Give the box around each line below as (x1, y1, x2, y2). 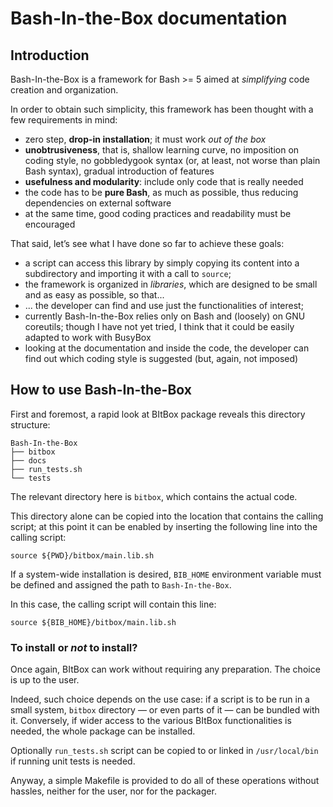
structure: (10, 418, 51, 431)
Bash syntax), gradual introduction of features (24, 165, 215, 177)
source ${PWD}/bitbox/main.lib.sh (10, 550, 155, 561)
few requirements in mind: (10, 114, 118, 126)
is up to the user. (10, 674, 80, 686)
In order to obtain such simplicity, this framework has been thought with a (10, 103, 314, 115)
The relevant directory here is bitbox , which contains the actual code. (10, 490, 298, 502)
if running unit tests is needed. (10, 755, 136, 767)
